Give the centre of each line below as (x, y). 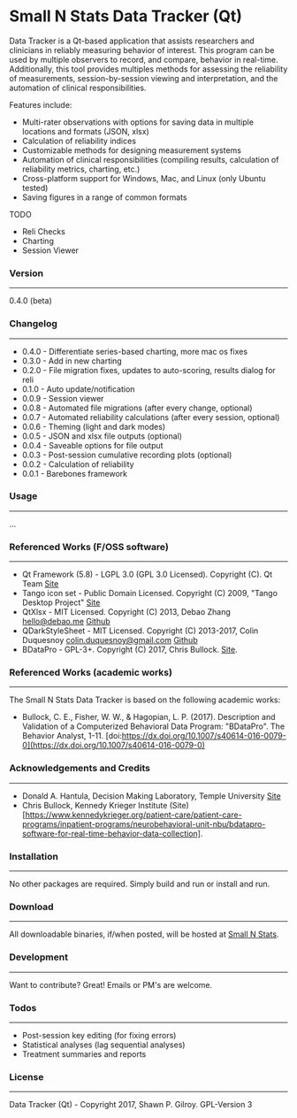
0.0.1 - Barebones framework (75, 473)
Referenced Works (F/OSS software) (89, 547)
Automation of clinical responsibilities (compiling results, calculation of (150, 159)
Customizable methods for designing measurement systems (131, 150)
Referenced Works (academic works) (91, 672)
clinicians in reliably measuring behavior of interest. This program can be (142, 50)
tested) (35, 188)
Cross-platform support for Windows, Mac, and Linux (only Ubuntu (144, 178)
